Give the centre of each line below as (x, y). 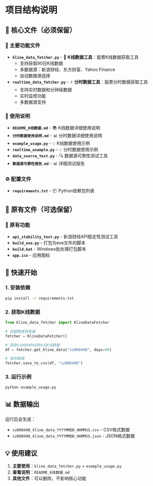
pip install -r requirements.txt (40, 298)
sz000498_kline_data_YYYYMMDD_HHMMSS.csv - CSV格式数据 (71, 430)
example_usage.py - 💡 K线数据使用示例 (51, 143)
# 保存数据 (15, 359)
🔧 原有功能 (18, 225)
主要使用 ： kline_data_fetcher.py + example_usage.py (67, 466)
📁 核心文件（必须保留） (41, 30)
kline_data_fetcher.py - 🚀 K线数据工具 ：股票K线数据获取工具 (76, 57)
